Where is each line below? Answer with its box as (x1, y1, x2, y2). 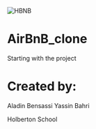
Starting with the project (7, 54, 77, 62)
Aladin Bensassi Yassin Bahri (7, 101, 90, 109)
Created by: (7, 79, 77, 94)
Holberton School (7, 115, 58, 123)
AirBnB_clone (7, 31, 88, 47)
